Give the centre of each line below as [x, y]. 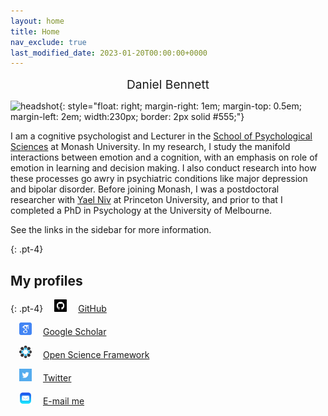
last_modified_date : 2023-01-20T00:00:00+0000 [109, 53]
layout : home [37, 21]
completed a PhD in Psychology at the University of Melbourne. [141, 211]
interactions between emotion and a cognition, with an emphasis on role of [164, 157]
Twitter [57, 378]
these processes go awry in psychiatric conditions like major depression [159, 179]
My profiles [46, 280]
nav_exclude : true [48, 42]
